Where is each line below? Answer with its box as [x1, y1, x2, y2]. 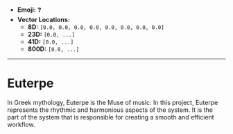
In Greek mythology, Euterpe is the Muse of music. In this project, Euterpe [7, 98, 218, 106]
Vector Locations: [17, 16, 71, 23]
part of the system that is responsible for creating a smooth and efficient [7, 113, 214, 121]
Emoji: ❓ [17, 6, 42, 14]
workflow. [7, 120, 35, 128]
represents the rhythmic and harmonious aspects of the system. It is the [7, 106, 214, 114]
